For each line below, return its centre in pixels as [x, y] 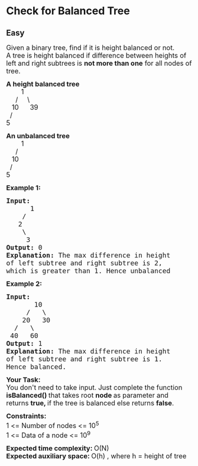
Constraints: [26, 416]
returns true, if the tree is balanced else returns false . [90, 403]
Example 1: [24, 188]
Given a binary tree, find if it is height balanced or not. [90, 47]
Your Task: [23, 379]
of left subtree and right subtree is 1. [84, 359]
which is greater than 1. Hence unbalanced [88, 271]
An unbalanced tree [38, 136]
